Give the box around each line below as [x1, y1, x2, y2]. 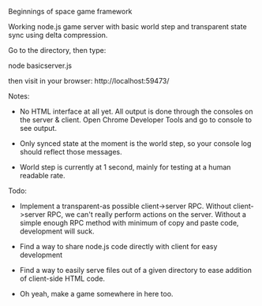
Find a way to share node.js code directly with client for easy [19, 242, 218, 251]
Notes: [8, 91, 30, 101]
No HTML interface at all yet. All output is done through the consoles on [19, 106, 253, 116]
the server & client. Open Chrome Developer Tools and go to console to [19, 115, 253, 125]
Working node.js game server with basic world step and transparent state [8, 22, 247, 31]
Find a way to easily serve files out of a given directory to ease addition [19, 266, 253, 274]
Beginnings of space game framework [8, 7, 133, 16]
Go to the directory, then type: [8, 46, 107, 54]
